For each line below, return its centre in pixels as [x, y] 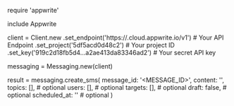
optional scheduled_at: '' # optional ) [60, 95]
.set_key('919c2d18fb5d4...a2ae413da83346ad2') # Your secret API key [112, 53]
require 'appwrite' [33, 10]
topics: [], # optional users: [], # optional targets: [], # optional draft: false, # [117, 87]
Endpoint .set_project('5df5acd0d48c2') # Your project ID [91, 45]
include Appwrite [32, 24]
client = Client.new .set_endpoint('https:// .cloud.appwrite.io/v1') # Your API [116, 37]
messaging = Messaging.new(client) [60, 66]
